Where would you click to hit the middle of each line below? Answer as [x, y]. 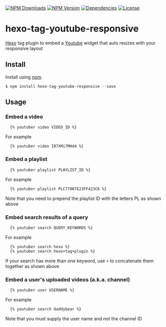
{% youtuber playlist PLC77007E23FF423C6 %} [58, 189]
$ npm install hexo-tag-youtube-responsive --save [61, 86]
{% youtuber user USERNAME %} [42, 290]
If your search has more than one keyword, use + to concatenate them [80, 261]
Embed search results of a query [47, 217]
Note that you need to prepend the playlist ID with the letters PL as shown [83, 198]
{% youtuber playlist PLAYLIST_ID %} [50, 170]
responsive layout [24, 48]
